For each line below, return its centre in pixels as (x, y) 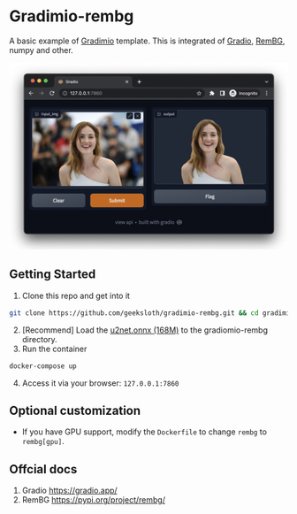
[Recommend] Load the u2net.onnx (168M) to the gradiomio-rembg (145, 330)
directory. (39, 339)
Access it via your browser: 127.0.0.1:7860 (100, 383)
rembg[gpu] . (43, 441)
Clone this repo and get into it (76, 295)
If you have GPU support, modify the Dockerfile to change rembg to (145, 432)
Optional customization (75, 411)
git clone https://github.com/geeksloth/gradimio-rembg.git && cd (134, 313)
